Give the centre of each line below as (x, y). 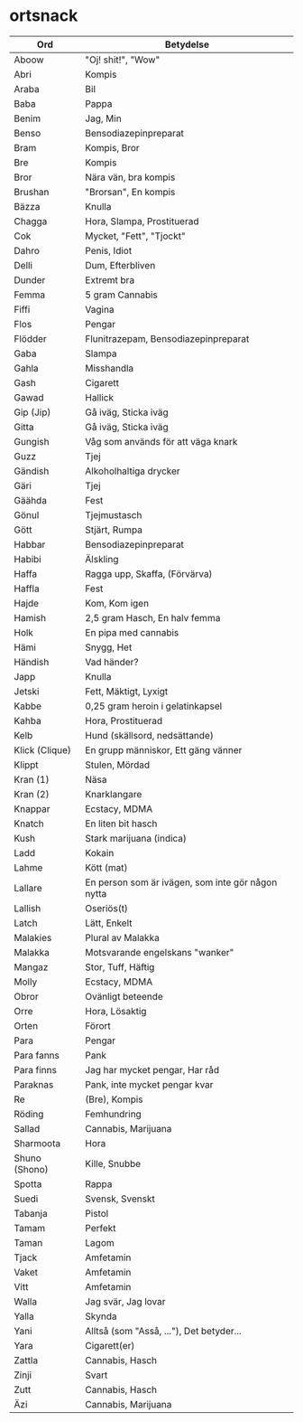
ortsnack (44, 16)
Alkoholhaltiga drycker (133, 471)
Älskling (102, 559)
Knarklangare (114, 794)
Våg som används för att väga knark (161, 441)
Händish (32, 662)
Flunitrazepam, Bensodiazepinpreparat (167, 338)
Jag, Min (103, 118)
